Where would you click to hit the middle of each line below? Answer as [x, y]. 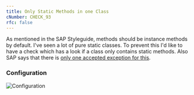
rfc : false [19, 22]
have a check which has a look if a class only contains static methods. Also [97, 52]
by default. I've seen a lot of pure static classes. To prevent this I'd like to [94, 45]
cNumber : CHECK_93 [29, 17]
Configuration [26, 73]
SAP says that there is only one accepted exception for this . [78, 58]
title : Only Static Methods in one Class [58, 11]
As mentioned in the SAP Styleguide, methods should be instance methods [97, 39]
